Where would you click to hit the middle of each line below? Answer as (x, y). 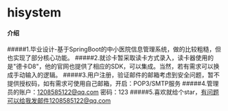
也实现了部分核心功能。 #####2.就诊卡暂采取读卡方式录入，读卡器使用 (107, 58)
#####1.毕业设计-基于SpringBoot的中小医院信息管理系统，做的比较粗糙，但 (114, 49)
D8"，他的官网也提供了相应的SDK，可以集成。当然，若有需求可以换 (124, 66)
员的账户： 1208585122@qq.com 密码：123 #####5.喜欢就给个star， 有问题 (113, 92)
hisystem (34, 13)
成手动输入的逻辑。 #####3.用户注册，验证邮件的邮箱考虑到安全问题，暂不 (113, 75)
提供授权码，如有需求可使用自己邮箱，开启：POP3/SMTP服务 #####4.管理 (113, 84)
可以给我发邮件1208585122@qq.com (59, 101)
